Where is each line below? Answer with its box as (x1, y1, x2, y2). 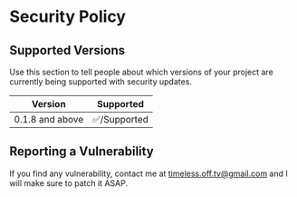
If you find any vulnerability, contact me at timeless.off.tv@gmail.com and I (9, 168, 288, 179)
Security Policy (9, 6, 127, 27)
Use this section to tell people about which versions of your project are (9, 66, 273, 77)
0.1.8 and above (14, 113, 84, 125)
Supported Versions (9, 43, 125, 58)
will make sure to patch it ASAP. (9, 177, 129, 188)
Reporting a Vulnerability (9, 143, 154, 160)
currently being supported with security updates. (9, 76, 193, 87)
